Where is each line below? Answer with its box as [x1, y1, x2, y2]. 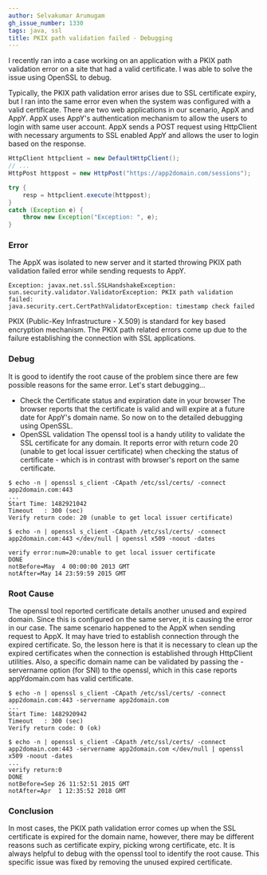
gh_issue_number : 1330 [8, 19, 84, 27]
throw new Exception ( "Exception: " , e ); [22, 213, 159, 222]
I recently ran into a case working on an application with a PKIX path [8, 56, 233, 65]
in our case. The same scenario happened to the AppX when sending [8, 623, 236, 633]
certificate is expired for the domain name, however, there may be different [8, 832, 254, 841]
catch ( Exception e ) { [8, 206, 84, 214]
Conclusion [8, 805, 54, 816]
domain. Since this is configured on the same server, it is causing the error [8, 615, 253, 625]
